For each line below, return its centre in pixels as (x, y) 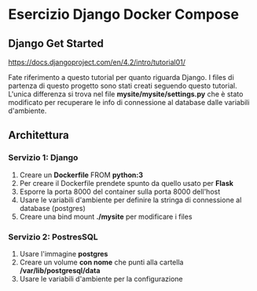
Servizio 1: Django (43, 158)
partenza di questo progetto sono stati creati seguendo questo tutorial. (123, 85)
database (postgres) (52, 208)
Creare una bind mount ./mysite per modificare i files (106, 216)
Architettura (39, 135)
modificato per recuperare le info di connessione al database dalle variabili (129, 102)
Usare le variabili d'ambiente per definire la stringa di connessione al (130, 200)
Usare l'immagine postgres (64, 253)
